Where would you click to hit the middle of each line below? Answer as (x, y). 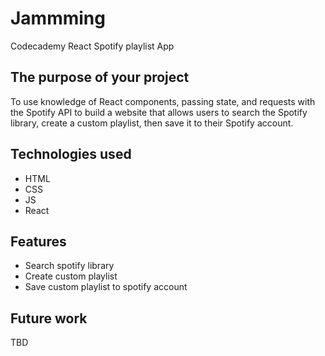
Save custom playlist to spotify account (106, 287)
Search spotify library (69, 266)
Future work (49, 318)
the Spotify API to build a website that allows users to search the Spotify (159, 112)
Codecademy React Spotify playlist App (92, 46)
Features (38, 241)
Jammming (58, 18)
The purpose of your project (100, 77)
